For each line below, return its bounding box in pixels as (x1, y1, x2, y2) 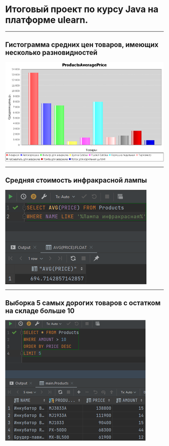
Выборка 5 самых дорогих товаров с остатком (5, 299, 161, 307)
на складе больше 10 (5, 306, 75, 315)
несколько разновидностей (5, 48, 98, 57)
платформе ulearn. (5, 14, 89, 26)
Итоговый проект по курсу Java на (5, 4, 159, 15)
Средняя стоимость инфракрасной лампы (5, 176, 147, 185)
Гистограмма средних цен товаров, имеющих (5, 40, 158, 49)
